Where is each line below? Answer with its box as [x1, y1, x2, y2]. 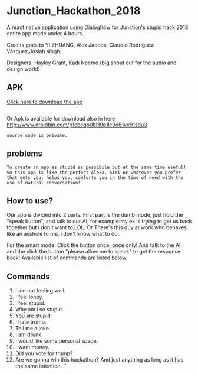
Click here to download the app [6, 98, 83, 105]
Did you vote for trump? [15, 350, 73, 357]
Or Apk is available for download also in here [6, 115, 115, 122]
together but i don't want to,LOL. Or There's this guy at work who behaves [6, 224, 187, 231]
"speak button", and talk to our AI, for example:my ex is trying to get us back [6, 217, 192, 225]
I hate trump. [15, 318, 47, 326]
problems [6, 149, 43, 159]
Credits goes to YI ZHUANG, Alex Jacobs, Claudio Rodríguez [6, 41, 154, 48]
